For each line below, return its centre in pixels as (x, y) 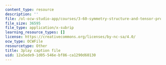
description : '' (22, 14)
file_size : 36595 (23, 23)
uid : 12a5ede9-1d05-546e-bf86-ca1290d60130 (51, 55)
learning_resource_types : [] (35, 32)
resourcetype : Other (26, 46)
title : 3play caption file (33, 50)
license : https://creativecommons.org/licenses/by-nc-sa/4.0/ (70, 37)
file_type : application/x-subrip (40, 28)
